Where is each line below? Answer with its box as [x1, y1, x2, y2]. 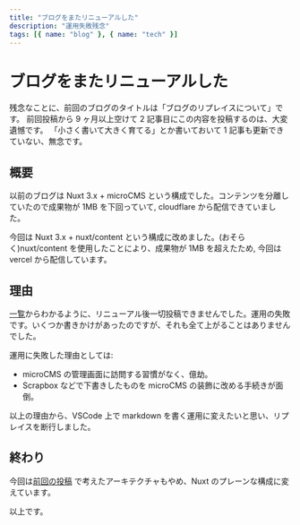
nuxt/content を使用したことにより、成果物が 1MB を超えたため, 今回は [20, 243, 282, 254]
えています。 [9, 486, 56, 497]
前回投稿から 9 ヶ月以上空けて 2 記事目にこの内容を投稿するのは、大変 [26, 114, 288, 125]
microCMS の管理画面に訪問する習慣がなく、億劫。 [21, 368, 213, 379]
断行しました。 [39, 421, 96, 432]
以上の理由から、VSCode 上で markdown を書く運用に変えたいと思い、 [9, 409, 274, 421]
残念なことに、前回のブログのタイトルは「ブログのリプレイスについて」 [9, 102, 276, 113]
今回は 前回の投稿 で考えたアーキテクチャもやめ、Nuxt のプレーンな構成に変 [9, 476, 289, 486]
